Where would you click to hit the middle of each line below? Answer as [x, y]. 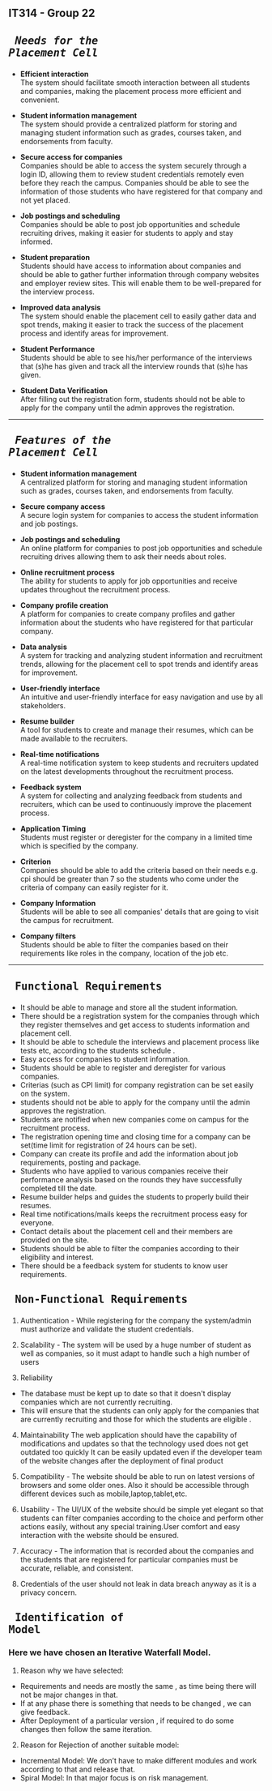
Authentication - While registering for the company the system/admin [136, 1320]
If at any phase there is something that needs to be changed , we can [136, 1703]
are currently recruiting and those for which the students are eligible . [136, 1419]
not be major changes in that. [69, 1695]
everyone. [37, 1222]
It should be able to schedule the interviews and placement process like [140, 1041]
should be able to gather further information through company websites [140, 274]
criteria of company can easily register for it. [94, 887]
